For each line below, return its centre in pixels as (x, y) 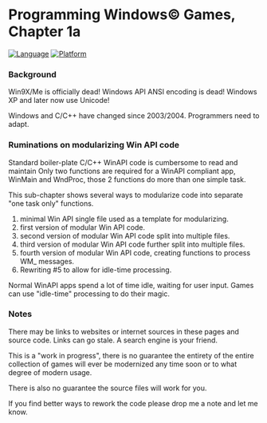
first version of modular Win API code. (82, 227)
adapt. (19, 125)
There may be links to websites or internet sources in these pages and (124, 331)
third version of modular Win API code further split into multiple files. (132, 244)
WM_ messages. (47, 261)
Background (33, 74)
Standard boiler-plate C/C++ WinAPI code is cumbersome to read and (123, 162)
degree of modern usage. (50, 372)
